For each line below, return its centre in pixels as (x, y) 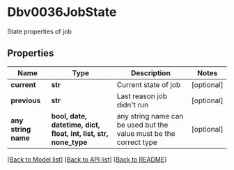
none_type (69, 142)
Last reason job (142, 96)
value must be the (146, 133)
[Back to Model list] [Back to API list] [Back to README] (87, 159)
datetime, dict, (76, 125)
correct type (137, 142)
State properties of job (39, 31)
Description (151, 72)
